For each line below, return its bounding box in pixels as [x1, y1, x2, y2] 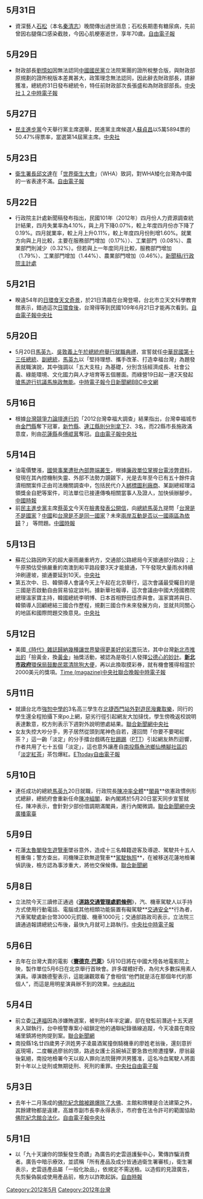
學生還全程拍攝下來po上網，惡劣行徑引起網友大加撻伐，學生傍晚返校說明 [14, 712, 196, 720]
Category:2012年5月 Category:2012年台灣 [6, 1186, 111, 1194]
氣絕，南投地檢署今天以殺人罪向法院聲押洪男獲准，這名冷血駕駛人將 [20, 1054, 190, 1062]
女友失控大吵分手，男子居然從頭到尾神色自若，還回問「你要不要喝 [14, 728, 179, 735]
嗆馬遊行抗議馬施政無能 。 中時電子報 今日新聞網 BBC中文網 [14, 378, 159, 386]
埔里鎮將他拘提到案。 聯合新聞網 [14, 1032, 95, 1039]
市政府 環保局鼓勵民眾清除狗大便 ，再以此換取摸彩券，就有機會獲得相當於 [14, 661, 195, 668]
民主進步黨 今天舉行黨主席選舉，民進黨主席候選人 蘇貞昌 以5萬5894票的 [14, 126, 190, 133]
